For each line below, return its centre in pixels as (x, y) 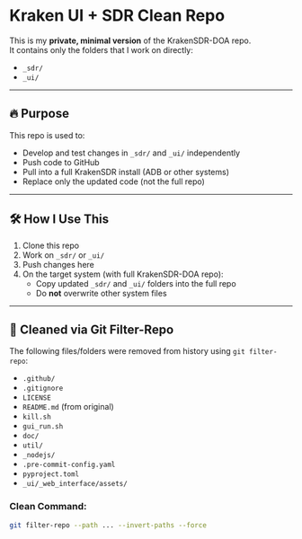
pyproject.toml (51, 474)
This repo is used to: (47, 135)
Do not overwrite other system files (102, 293)
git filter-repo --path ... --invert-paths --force (108, 525)
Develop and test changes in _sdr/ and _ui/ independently (131, 153)
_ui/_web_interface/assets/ (75, 484)
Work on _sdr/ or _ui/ (63, 255)
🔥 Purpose (40, 114)
